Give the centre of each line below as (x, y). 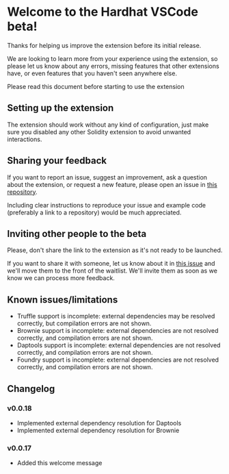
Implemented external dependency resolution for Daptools (99, 423)
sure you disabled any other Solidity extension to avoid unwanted (99, 132)
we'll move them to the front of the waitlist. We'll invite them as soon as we (112, 271)
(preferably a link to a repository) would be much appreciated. (94, 212)
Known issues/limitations (63, 300)
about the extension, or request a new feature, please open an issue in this (112, 184)
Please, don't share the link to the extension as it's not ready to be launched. (115, 250)
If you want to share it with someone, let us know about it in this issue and (111, 264)
